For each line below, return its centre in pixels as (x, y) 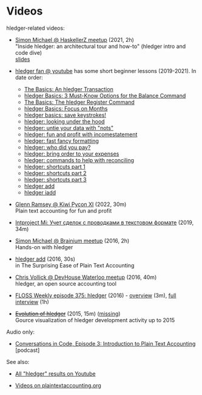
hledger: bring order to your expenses (72, 154)
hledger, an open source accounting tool (66, 283)
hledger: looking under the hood (64, 121)
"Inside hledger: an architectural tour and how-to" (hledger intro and (100, 46)
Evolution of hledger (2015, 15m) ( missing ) (68, 314)
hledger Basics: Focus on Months (66, 108)
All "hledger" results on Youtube (55, 373)
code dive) (29, 52)
